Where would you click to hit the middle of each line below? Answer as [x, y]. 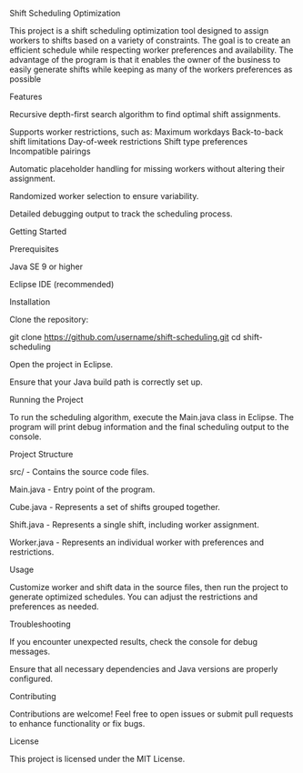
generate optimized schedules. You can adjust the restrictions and [134, 597]
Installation [30, 302]
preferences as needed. [54, 607]
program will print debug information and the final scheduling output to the [149, 427]
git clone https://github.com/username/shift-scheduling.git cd [125, 337]
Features [26, 96]
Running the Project [46, 400]
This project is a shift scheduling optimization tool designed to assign [139, 30]
